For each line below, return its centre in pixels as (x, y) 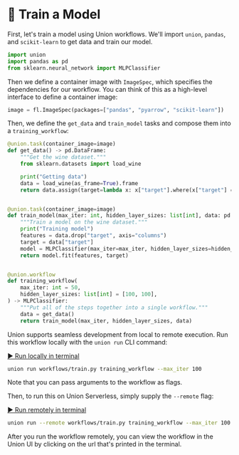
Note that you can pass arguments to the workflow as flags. (95, 382)
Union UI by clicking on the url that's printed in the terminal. (95, 444)
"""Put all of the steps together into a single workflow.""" (114, 308)
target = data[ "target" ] (57, 242)
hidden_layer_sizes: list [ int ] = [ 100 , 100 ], (89, 294)
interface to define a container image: (63, 97)
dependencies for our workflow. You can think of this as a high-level (107, 89)
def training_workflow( (43, 281)
